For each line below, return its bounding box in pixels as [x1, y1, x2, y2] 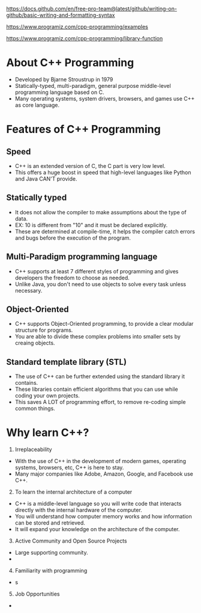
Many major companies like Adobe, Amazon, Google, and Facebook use [14, 470, 193, 478]
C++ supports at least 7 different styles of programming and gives [14, 267, 179, 275]
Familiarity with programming [14, 567, 88, 574]
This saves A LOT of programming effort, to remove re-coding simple [14, 399, 186, 406]
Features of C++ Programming [6, 123, 161, 136]
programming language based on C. [14, 89, 104, 96]
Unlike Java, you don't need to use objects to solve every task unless [14, 280, 187, 288]
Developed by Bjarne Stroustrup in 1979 [14, 75, 113, 83]
